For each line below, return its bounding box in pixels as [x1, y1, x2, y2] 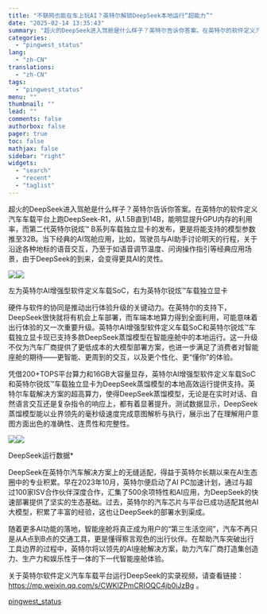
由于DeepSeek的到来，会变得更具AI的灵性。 [21, 253, 168, 263]
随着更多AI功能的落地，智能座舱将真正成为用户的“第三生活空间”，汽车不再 [8, 523, 251, 533]
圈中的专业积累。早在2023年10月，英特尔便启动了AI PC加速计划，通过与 [8, 477, 246, 487]
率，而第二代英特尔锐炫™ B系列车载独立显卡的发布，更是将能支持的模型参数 [8, 224, 256, 234]
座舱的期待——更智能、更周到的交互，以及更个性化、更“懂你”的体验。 [8, 352, 238, 361]
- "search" [15, 167, 52, 175]
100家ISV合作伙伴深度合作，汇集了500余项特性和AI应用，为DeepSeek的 [14, 487, 252, 496]
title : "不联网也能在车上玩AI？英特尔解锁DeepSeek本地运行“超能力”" [8, 11, 213, 20]
